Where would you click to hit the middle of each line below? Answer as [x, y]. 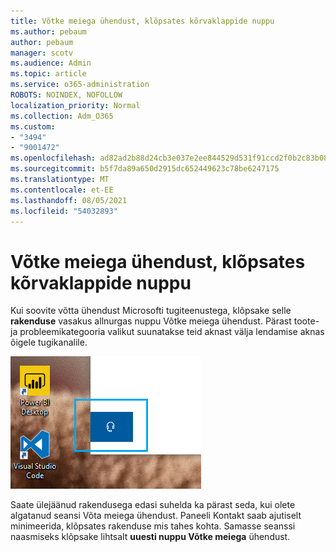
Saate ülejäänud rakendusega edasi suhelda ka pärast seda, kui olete [153, 505]
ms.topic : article [48, 74]
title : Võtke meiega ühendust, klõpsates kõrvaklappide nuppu [142, 21]
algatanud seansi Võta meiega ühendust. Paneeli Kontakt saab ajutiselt [156, 516]
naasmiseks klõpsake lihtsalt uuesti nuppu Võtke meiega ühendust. [150, 537]
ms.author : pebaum [48, 31]
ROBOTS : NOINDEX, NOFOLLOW [66, 95]
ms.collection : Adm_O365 [62, 116]
